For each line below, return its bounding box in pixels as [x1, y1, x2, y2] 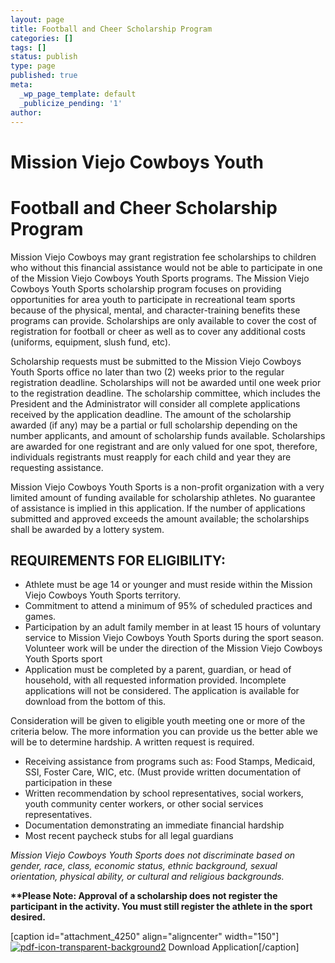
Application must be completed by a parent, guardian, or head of [24, 664, 292, 676]
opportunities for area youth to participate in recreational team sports [10, 293, 296, 305]
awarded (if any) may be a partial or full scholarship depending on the [10, 419, 298, 431]
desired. [10, 911, 46, 923]
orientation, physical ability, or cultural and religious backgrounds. [10, 871, 285, 883]
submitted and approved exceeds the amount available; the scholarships [10, 512, 310, 525]
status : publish [10, 52, 78, 62]
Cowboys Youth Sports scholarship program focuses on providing [10, 282, 282, 295]
